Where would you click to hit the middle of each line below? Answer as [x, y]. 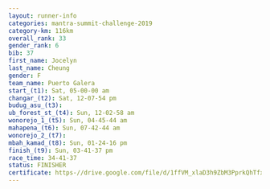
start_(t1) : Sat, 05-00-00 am [59, 90]
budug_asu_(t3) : [35, 105]
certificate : [30, 173]
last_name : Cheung [39, 68]
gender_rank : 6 [34, 46]
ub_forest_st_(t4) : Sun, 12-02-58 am [72, 113]
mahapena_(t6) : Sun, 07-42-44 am [64, 128]
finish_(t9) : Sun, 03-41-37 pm [61, 150]
